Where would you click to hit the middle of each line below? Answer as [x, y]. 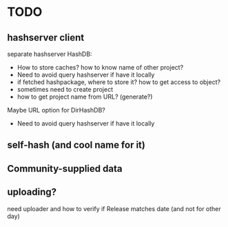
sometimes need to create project [65, 89]
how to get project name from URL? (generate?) [85, 97]
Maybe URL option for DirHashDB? [56, 110]
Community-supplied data [65, 169]
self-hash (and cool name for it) [76, 145]
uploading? [32, 192]
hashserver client [46, 38]
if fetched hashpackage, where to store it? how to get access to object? [119, 82]
